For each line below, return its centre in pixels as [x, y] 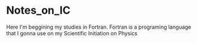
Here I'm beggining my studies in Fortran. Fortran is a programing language [99, 27]
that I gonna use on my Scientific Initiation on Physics [72, 33]
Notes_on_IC [38, 10]
